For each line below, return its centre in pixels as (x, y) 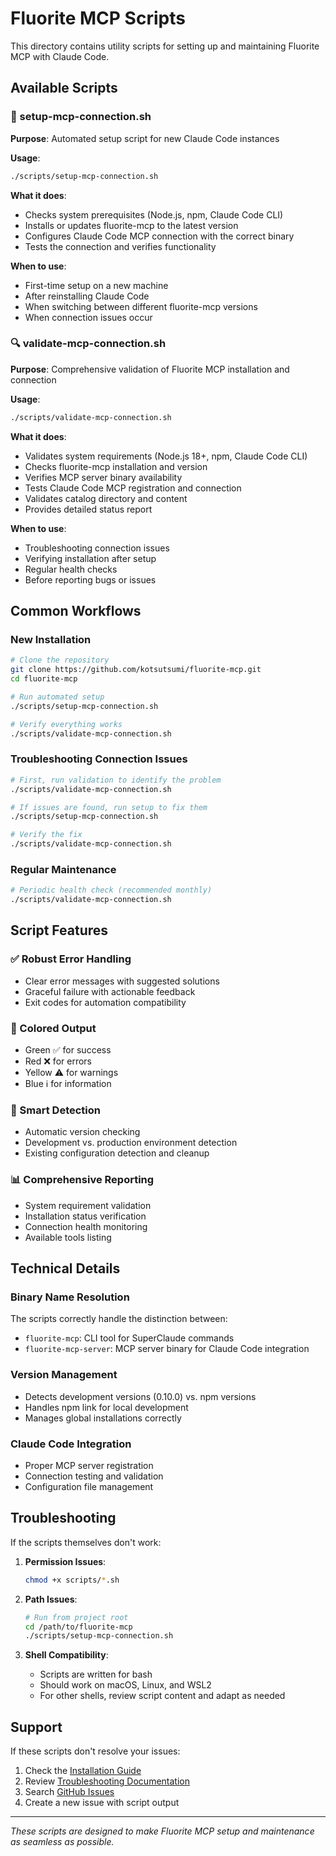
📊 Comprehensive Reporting (82, 1180)
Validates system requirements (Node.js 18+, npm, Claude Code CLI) (166, 456)
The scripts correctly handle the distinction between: (119, 1319)
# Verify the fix (46, 835)
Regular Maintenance (63, 869)
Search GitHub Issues (69, 1792)
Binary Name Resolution (70, 1297)
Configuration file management (89, 1486)
